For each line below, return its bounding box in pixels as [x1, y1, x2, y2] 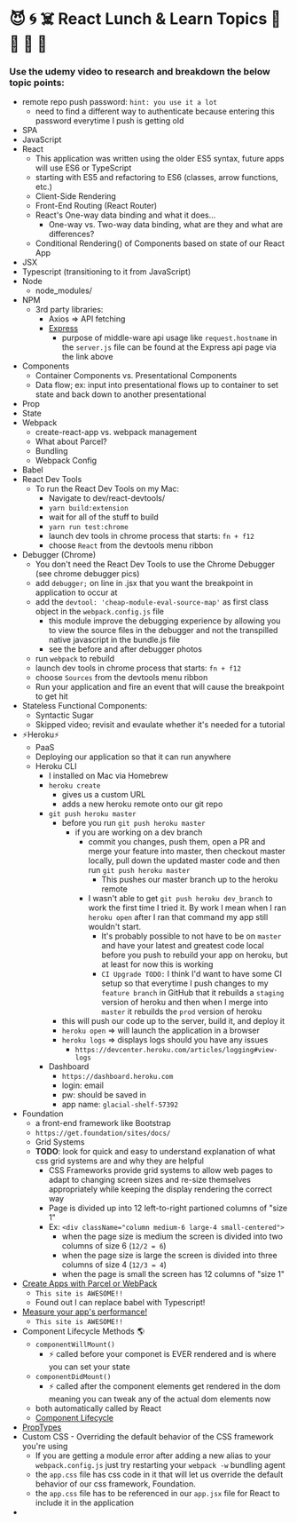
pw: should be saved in [61, 1090, 146, 1100]
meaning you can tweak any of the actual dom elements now [48, 1393, 271, 1405]
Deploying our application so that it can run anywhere [35, 751, 231, 762]
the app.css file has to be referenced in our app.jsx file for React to [35, 1488, 281, 1499]
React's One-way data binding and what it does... [35, 210, 216, 220]
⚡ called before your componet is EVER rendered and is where [48, 1349, 277, 1360]
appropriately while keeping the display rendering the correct [48, 1184, 273, 1194]
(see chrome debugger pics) [35, 568, 140, 579]
